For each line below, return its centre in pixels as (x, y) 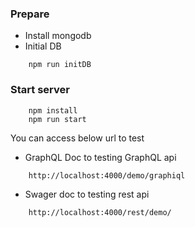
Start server (40, 90)
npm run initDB (60, 65)
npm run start (57, 119)
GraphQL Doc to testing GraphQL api (100, 157)
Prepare (30, 14)
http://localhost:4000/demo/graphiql (107, 175)
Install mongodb (58, 36)
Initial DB (43, 46)
